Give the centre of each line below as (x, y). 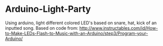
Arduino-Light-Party (48, 9)
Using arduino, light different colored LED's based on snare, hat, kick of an (81, 23)
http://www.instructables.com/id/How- (119, 28)
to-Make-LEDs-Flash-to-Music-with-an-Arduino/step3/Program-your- (77, 33)
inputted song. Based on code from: (42, 28)
